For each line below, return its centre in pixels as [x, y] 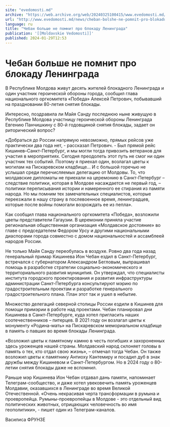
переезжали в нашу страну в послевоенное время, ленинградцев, [77, 199]
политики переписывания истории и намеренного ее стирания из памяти [85, 188]
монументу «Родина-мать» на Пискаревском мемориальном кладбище [83, 325]
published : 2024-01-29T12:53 [36, 38]
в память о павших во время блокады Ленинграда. [61, 331]
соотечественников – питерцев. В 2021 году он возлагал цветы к [75, 320]
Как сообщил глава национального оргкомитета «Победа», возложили [82, 214]
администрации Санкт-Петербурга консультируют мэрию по [72, 283]
